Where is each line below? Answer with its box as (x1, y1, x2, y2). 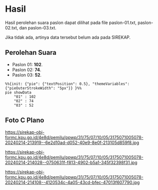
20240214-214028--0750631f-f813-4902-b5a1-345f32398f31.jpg (5, 159, 138, 165)
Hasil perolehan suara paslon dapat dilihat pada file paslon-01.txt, (5, 20, 137, 25)
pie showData (5, 90, 32, 95)
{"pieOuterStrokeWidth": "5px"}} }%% (5, 86, 82, 91)
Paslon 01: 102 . (12, 61, 43, 67)
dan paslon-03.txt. (19, 24, 57, 30)
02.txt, (5, 24, 19, 30)
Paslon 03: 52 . (12, 72, 42, 78)
